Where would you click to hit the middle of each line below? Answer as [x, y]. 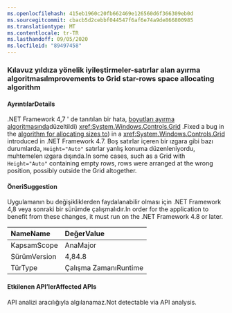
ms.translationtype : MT [42, 26]
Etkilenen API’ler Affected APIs [52, 286]
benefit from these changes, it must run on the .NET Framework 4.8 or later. [115, 217]
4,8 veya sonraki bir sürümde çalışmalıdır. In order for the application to [108, 209]
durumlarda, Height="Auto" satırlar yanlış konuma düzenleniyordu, [101, 149]
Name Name [30, 234]
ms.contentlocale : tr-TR [43, 33]
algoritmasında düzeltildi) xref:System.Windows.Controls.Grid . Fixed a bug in [116, 127]
